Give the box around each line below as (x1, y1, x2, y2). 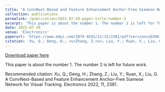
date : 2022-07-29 (5, 25, 41, 30)
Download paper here (5, 52, 49, 58)
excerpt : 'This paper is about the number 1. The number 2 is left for (5, 20, 155, 26)
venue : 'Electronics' (5, 30, 50, 35)
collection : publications (5, 12, 58, 17)
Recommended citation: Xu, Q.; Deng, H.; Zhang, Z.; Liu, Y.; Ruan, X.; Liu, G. (5, 71, 159, 77)
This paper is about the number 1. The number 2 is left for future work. (5, 61, 148, 67)
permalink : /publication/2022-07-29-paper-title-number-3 (5, 16, 126, 21)
